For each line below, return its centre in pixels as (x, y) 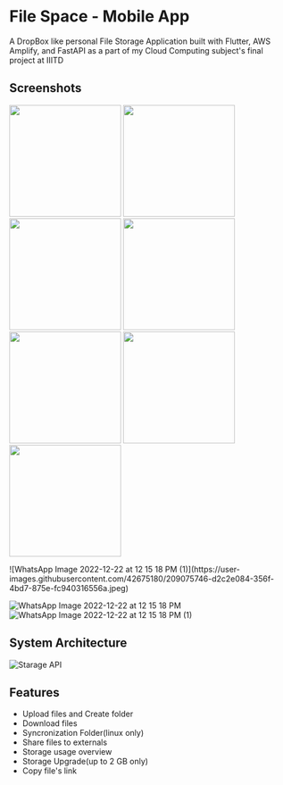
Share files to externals (65, 742)
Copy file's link (50, 771)
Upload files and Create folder (78, 714)
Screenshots (46, 88)
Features (34, 693)
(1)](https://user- (210, 569)
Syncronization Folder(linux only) (83, 733)
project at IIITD (37, 60)
